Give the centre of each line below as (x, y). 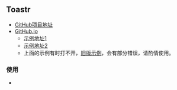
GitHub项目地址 (34, 24)
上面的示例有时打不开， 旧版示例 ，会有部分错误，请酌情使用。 (99, 53)
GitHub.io (26, 31)
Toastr (18, 10)
